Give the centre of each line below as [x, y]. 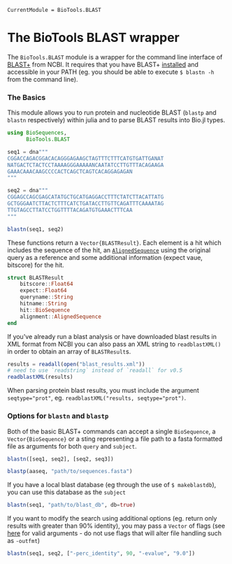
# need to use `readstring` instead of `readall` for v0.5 [95, 370]
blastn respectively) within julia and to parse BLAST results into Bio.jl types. [116, 120]
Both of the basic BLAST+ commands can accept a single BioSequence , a [111, 431]
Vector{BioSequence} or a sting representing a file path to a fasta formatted [115, 439]
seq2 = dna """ [28, 191]
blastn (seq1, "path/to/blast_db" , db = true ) [72, 505]
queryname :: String [46, 297]
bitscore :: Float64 [46, 284]
